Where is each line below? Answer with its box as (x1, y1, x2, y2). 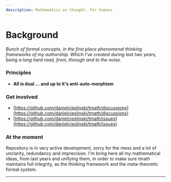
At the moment (6, 133, 44, 141)
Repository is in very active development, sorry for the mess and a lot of (6, 145, 157, 151)
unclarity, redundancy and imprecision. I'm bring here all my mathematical (6, 150, 161, 157)
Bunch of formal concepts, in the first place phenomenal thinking (6, 46, 143, 52)
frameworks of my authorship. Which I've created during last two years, (6, 51, 157, 57)
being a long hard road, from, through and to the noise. (6, 57, 121, 63)
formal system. (6, 166, 37, 172)
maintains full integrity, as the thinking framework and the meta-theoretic (6, 161, 159, 167)
